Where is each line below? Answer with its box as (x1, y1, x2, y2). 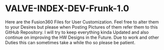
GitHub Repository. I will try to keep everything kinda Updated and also (5, 29, 149, 35)
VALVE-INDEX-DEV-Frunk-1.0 (5, 3, 130, 14)
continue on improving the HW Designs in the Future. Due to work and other (5, 34, 159, 40)
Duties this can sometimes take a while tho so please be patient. (5, 39, 135, 45)
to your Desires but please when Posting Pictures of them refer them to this (5, 24, 158, 30)
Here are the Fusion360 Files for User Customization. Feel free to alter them (5, 19, 159, 25)
